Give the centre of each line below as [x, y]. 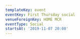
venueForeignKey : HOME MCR [33, 19]
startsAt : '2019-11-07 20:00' [37, 29]
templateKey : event [26, 10]
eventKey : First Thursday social [40, 15]
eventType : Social [24, 24]
